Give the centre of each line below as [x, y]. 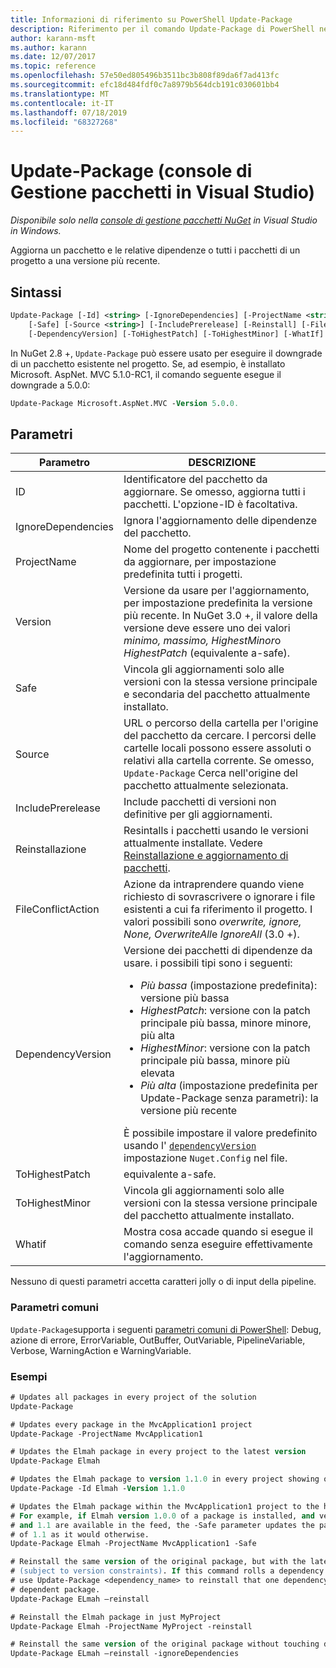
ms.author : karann [48, 47]
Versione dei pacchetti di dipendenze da [218, 951]
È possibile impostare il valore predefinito [220, 1133]
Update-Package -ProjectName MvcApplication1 [106, 1434]
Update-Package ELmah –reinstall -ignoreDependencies [125, 1654]
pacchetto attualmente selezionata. [206, 786]
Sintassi [36, 292]
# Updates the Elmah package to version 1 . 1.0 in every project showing [165, 1479]
